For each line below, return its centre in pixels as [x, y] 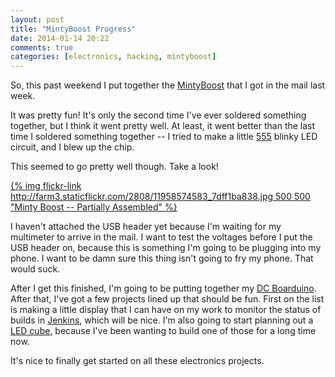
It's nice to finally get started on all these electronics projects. [137, 361]
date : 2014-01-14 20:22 [60, 38]
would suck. [35, 269]
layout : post [37, 19]
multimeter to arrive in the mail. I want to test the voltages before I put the [161, 237]
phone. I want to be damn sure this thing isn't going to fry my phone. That [162, 258]
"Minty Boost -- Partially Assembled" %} [94, 207]
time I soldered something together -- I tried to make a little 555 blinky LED [164, 137]
